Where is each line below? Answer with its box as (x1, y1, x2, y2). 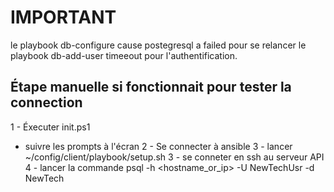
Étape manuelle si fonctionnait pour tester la (10, 79, 292, 96)
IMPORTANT (10, 6, 117, 29)
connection (10, 94, 83, 111)
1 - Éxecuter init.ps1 (10, 121, 91, 133)
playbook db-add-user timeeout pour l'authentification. (10, 49, 238, 61)
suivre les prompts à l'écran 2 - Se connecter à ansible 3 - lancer (24, 140, 293, 152)
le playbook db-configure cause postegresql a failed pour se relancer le (10, 39, 307, 51)
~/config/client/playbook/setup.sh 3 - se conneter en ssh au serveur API (24, 151, 325, 163)
